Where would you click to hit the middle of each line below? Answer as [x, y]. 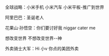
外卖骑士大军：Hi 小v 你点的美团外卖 [42, 48]
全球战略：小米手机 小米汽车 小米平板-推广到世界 [55, 7]
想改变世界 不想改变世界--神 [34, 38]
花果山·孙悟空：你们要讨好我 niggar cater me [50, 28]
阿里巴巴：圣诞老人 [25, 18]
